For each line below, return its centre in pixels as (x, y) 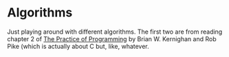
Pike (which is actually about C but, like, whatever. (78, 46)
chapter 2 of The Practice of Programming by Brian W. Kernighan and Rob (112, 38)
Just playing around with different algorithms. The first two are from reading (115, 32)
